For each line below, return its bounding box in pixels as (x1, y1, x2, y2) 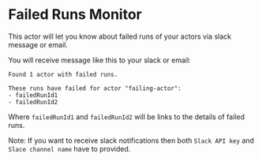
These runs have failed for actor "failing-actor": (8, 84, 182, 92)
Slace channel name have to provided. (8, 144, 131, 153)
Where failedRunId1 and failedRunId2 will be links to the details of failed (8, 112, 245, 122)
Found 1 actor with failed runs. (8, 70, 118, 78)
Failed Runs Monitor (8, 6, 142, 24)
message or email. (8, 39, 69, 49)
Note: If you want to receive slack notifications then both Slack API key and (8, 136, 255, 145)
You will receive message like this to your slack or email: (8, 55, 191, 65)
